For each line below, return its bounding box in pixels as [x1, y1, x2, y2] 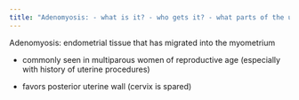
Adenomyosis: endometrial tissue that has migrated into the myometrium [9, 37, 276, 48]
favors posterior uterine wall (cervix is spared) [21, 81, 192, 91]
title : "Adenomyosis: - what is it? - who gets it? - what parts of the [9, 12, 285, 22]
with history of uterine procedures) [21, 64, 150, 74]
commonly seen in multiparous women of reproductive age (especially [21, 54, 281, 65]
